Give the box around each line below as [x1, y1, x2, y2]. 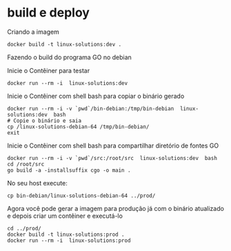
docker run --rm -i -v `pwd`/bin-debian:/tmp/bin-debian [7, 105, 174, 112]
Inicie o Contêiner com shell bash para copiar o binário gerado [7, 92, 185, 100]
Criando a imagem [7, 28, 60, 36]
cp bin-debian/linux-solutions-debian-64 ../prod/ [7, 192, 156, 199]
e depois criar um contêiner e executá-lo [7, 212, 123, 220]
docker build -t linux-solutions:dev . [7, 41, 122, 48]
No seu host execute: [7, 179, 68, 187]
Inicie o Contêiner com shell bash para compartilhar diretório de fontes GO [7, 141, 219, 150]
